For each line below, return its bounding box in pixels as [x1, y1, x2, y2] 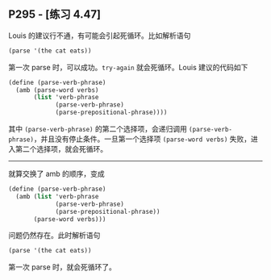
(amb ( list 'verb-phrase [15, 192, 99, 200]
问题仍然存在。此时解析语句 [8, 231, 101, 240]
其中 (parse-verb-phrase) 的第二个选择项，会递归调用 [8, 124, 187, 134]
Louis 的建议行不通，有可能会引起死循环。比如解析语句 [8, 31, 191, 40]
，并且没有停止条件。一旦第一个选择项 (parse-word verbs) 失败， [33, 134, 252, 144]
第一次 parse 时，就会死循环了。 [8, 262, 117, 272]
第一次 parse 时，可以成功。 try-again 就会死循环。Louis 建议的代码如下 [8, 62, 248, 72]
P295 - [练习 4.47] [8, 7, 102, 22]
